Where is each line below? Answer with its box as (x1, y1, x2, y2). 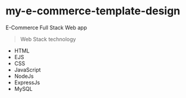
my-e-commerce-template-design (5, 4, 181, 18)
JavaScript (14, 66, 41, 73)
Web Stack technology (20, 35, 76, 42)
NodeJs (14, 72, 34, 79)
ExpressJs (14, 79, 40, 86)
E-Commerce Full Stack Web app (5, 24, 87, 31)
